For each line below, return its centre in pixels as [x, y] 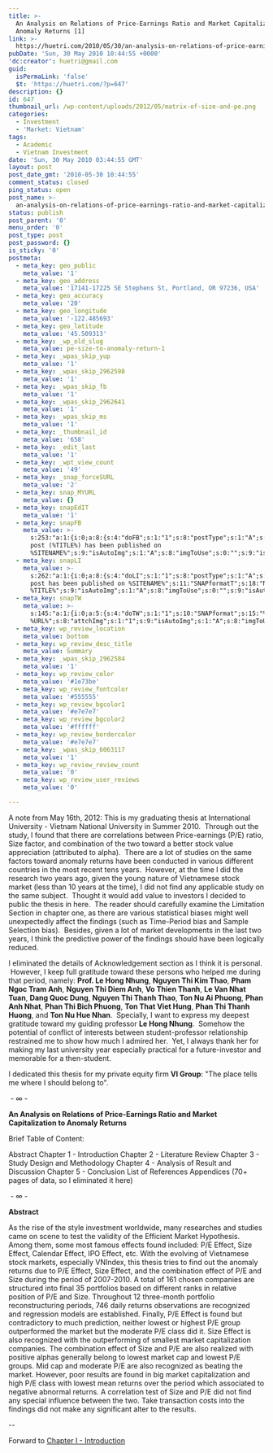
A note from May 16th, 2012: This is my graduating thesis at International [129, 818]
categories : [28, 115]
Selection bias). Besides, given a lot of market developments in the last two [135, 930]
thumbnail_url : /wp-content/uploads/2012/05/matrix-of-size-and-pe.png [132, 107]
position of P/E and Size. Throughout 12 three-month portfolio [112, 1296]
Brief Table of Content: [47, 1138]
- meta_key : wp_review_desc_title [74, 644]
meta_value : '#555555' [61, 696]
